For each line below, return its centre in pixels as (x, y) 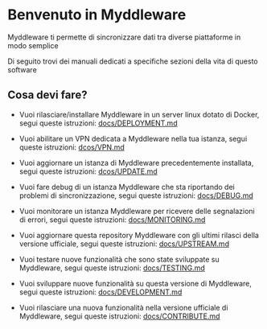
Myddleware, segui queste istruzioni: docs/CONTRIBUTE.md (119, 316)
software (22, 69)
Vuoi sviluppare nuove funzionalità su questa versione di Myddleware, (136, 283)
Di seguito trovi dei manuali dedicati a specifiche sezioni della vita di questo (133, 61)
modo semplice (33, 45)
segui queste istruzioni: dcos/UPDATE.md (88, 171)
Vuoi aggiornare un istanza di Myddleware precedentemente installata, (136, 162)
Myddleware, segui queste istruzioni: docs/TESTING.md (112, 268)
